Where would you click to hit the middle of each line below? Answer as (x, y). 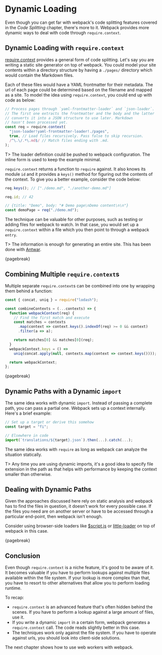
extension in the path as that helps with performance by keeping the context (81, 469)
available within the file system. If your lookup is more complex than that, (78, 578)
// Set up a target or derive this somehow (50, 422)
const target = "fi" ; (27, 427)
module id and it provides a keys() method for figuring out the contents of (79, 174)
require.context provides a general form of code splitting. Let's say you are (80, 60)
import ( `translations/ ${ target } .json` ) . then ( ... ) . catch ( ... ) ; (69, 440)
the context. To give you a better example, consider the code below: (73, 179)
